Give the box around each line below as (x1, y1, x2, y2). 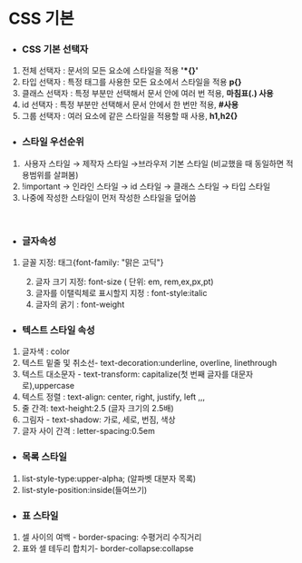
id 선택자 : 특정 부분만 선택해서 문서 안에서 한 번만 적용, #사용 (21, 99, 239, 110)
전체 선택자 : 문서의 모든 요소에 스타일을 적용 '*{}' (21, 65, 199, 76)
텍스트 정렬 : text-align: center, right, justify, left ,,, (21, 391, 206, 402)
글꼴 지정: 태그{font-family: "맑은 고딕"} (21, 257, 164, 268)
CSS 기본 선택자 (21, 43, 89, 55)
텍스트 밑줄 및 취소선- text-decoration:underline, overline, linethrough (21, 358, 278, 369)
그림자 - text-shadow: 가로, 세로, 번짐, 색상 (21, 414, 176, 425)
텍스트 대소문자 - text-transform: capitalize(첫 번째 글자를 (21, 369, 229, 380)
